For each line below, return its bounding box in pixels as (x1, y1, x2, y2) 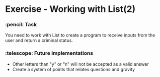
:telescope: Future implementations (5, 50, 93, 57)
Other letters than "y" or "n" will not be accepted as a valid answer (12, 61, 149, 67)
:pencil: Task (5, 21, 37, 28)
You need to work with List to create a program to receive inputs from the (5, 32, 156, 38)
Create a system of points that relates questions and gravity (12, 66, 135, 72)
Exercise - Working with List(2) (5, 3, 136, 15)
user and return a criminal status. (5, 38, 73, 43)
